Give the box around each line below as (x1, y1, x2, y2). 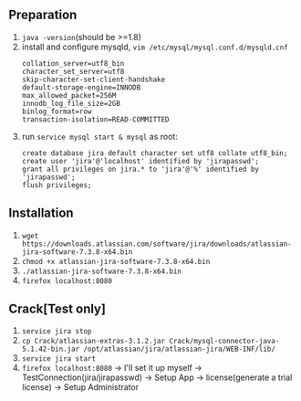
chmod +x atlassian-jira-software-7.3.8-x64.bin (21, 257, 211, 266)
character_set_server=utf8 (21, 67, 125, 76)
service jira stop (21, 327, 92, 336)
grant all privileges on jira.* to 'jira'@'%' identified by (21, 164, 260, 174)
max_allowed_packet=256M (21, 90, 117, 100)
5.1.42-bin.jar (21, 344, 80, 354)
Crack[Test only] (8, 301, 107, 317)
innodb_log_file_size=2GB (21, 99, 120, 108)
